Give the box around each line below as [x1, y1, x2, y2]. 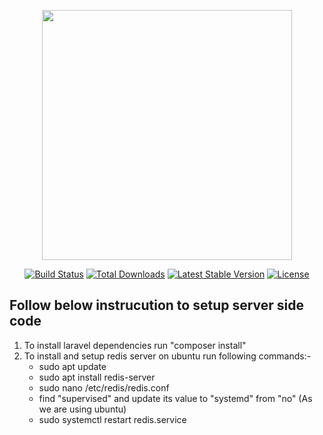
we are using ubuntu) [38, 403, 127, 415]
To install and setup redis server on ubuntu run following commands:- [23, 350, 312, 362]
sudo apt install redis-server [38, 371, 156, 383]
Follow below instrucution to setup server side [9, 297, 305, 314]
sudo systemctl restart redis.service [38, 413, 187, 425]
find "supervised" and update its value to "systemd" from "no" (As [38, 392, 313, 404]
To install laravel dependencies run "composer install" [23, 339, 247, 351]
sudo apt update [38, 360, 107, 372]
